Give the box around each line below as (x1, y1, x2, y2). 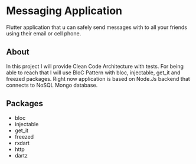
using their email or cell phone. (6, 29, 81, 37)
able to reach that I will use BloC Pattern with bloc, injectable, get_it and (6, 69, 181, 76)
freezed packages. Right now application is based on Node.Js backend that (6, 75, 190, 82)
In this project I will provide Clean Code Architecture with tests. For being (6, 63, 184, 70)
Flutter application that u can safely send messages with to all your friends (6, 24, 188, 31)
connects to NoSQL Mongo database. (6, 81, 98, 88)
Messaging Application (6, 4, 123, 18)
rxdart (14, 139, 30, 146)
